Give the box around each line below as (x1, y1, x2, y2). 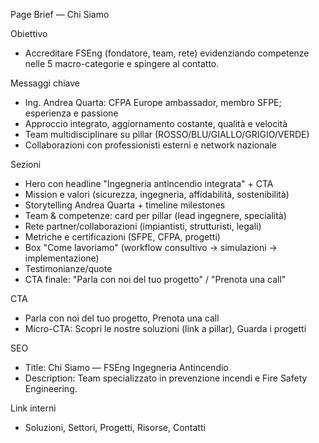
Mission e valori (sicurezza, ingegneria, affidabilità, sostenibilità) (24, 189, 290, 200)
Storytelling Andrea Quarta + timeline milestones (24, 199, 226, 211)
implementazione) (24, 252, 100, 264)
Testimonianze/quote (24, 263, 113, 274)
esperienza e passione (24, 107, 119, 119)
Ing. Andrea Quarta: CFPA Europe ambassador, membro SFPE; (24, 97, 282, 108)
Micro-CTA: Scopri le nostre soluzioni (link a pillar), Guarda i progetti (24, 323, 307, 334)
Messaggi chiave (10, 77, 81, 89)
